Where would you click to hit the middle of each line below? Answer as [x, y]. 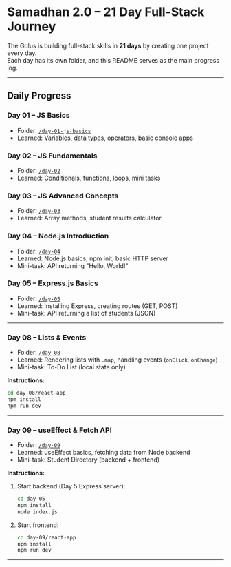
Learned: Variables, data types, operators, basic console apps [105, 138]
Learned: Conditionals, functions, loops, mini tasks [89, 178]
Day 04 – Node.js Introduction [58, 236]
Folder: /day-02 [38, 170]
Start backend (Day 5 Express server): [71, 486]
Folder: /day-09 [38, 445]
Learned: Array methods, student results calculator [89, 218]
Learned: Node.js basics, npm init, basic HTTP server [92, 258]
